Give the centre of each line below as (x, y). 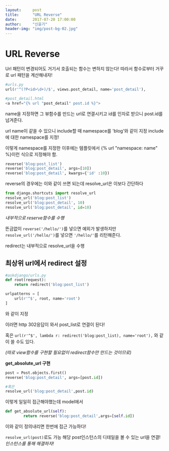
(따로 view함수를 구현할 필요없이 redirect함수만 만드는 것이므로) (68, 352)
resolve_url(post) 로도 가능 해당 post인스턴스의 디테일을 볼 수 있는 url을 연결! (83, 437)
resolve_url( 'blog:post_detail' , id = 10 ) (49, 207)
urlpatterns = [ (22, 294)
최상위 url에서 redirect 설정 (46, 263)
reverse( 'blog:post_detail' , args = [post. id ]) (54, 377)
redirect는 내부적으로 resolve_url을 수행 (45, 246)
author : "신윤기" (27, 24)
